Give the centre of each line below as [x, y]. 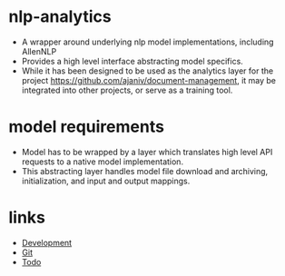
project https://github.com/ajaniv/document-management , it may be [149, 80]
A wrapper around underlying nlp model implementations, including [147, 42]
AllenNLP [39, 51]
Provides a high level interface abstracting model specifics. [133, 61]
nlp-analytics [60, 17]
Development [47, 242]
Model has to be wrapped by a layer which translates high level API [147, 152]
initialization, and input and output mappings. [106, 181]
